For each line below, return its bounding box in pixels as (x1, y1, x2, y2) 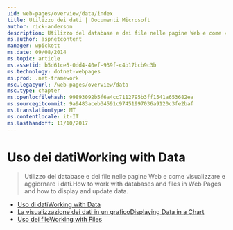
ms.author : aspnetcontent (7, 36, 82, 43)
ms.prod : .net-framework (7, 74, 79, 82)
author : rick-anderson (7, 23, 73, 30)
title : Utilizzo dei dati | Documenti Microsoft (7, 17, 150, 24)
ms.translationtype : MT (7, 107, 76, 114)
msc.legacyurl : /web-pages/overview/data (7, 81, 129, 88)
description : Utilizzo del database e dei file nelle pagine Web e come (7, 29, 222, 37)
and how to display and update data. (24, 187, 129, 195)
